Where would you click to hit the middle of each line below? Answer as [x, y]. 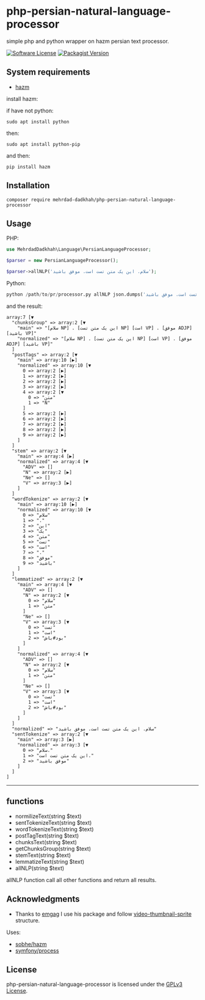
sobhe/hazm [31, 944]
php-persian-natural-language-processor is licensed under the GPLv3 [95, 984]
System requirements [48, 72]
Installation [28, 185]
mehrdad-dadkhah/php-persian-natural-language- [114, 200]
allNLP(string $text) [40, 868]
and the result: [24, 306]
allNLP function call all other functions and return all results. [81, 880]
